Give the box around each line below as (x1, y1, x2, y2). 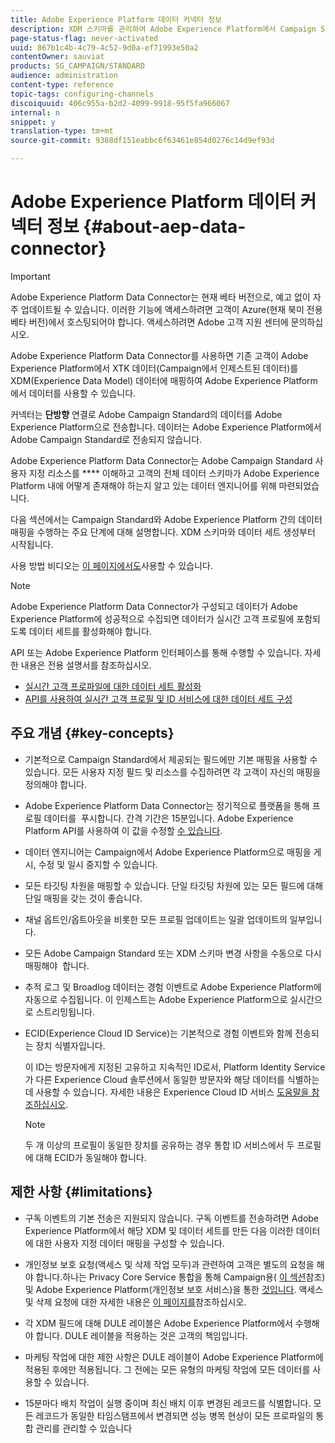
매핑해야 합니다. (24, 959, 90, 971)
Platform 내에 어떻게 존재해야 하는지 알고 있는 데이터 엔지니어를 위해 (10, 479, 277, 491)
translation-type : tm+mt (10, 126, 114, 136)
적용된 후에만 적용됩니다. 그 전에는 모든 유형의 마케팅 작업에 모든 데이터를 (24, 1363, 311, 1375)
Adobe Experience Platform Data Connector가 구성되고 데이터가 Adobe (10, 600, 298, 612)
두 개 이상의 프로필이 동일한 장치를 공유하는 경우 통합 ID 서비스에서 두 (24, 1139, 295, 1151)
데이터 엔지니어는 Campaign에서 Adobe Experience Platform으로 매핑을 (24, 846, 312, 858)
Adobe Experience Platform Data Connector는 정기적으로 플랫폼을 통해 (24, 799, 310, 811)
